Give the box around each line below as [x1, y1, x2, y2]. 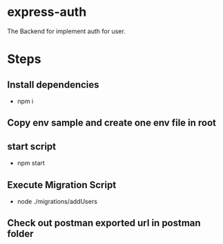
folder [7, 228, 34, 240]
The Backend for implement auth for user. [7, 27, 126, 35]
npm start [17, 159, 45, 167]
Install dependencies [7, 79, 99, 91]
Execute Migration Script [7, 179, 117, 191]
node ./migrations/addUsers [17, 197, 98, 205]
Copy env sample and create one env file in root [7, 117, 216, 129]
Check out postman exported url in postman [7, 217, 202, 229]
